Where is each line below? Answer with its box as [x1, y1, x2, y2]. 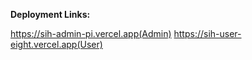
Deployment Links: [10, 9, 91, 20]
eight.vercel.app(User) [10, 39, 103, 50]
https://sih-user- [173, 28, 242, 39]
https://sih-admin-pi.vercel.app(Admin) [10, 28, 172, 39]
